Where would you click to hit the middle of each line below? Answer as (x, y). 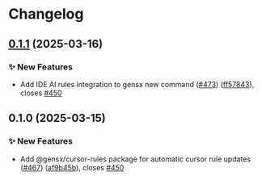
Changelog (46, 14)
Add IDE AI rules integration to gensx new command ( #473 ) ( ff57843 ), (137, 84)
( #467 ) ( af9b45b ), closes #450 (72, 167)
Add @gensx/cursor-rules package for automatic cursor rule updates (135, 159)
